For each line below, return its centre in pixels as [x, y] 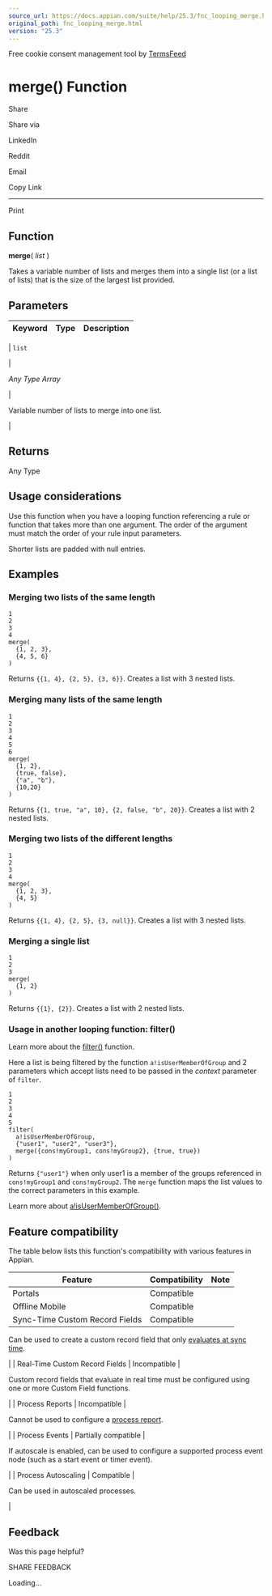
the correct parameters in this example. [74, 1191]
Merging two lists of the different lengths [91, 838]
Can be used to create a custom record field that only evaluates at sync [127, 1339]
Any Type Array [34, 379]
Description [106, 328]
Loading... [25, 1583]
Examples [34, 574]
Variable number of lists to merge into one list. [85, 410]
